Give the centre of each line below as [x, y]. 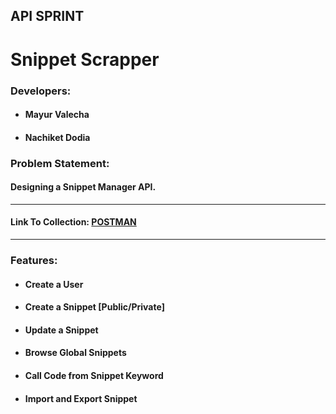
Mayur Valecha [57, 115]
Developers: [41, 91]
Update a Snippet [61, 330]
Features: [34, 260]
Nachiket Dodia [57, 137]
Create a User [54, 284]
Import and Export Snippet [81, 398]
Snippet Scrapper [85, 59]
